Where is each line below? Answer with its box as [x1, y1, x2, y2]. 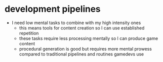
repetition [19, 30, 39, 36]
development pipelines [4, 3, 101, 15]
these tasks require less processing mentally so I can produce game [19, 35, 159, 41]
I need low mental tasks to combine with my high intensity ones [11, 20, 141, 26]
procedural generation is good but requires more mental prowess [19, 46, 152, 52]
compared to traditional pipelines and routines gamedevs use [19, 51, 144, 57]
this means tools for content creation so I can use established [19, 25, 145, 31]
